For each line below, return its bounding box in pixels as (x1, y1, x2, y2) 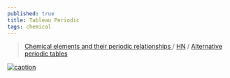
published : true (7, 10, 55, 17)
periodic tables (24, 49, 68, 58)
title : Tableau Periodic (7, 17, 80, 24)
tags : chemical (7, 23, 52, 30)
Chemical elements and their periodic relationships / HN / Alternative (24, 42, 222, 51)
